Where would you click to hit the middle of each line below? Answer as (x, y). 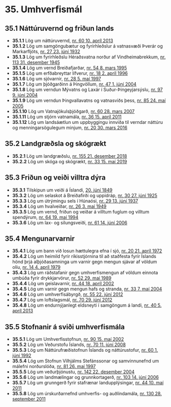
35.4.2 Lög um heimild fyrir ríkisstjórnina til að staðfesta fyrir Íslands (84, 256)
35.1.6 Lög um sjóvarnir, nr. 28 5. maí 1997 (57, 79)
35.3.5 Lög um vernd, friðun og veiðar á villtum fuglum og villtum (81, 211)
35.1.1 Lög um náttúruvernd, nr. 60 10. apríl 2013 (63, 40)
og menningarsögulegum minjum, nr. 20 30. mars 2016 (70, 127)
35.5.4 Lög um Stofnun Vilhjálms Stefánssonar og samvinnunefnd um (86, 361)
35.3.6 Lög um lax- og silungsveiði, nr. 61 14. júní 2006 (70, 222)
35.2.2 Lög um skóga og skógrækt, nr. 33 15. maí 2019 (69, 161)
